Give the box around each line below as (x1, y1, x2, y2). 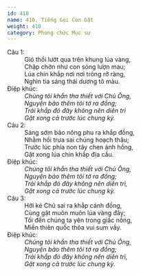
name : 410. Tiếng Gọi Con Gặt (7, 16, 94, 23)
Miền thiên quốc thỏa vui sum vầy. (24, 223, 122, 232)
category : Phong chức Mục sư (7, 29, 91, 36)
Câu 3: (7, 194, 26, 203)
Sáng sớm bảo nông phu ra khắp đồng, (24, 129, 135, 137)
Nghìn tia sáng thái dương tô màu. (24, 77, 120, 86)
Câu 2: (7, 121, 26, 129)
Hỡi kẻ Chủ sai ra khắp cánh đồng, (24, 201, 122, 210)
